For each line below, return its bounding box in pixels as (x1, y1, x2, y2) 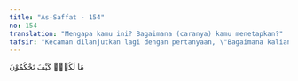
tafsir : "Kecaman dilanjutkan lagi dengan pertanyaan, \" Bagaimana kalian (9, 37, 292, 47)
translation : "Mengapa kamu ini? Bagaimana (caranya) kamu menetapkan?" (9, 29, 284, 38)
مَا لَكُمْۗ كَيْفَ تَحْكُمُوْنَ (9, 62, 84, 72)
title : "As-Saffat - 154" (9, 12, 105, 22)
